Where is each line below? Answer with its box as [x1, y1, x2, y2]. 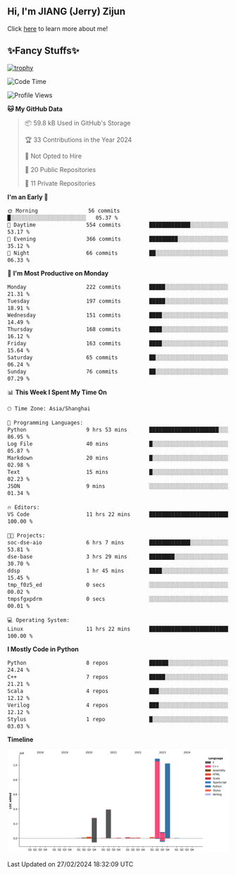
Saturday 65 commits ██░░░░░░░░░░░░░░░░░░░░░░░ [7, 354, 229, 361]
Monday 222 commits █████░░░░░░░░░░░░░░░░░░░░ [7, 283, 229, 290]
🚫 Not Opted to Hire [24, 152, 82, 160]
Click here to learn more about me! [7, 24, 108, 32]
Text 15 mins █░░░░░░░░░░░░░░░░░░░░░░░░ [7, 468, 229, 475]
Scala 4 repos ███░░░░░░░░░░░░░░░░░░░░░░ [7, 687, 229, 695]
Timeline [7, 735, 34, 743]
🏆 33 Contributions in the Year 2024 [24, 135, 132, 144]
